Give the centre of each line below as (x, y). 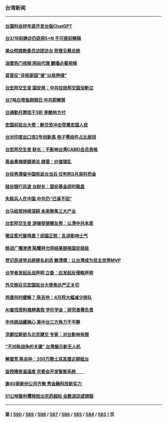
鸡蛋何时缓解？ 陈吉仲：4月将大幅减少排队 (48, 297)
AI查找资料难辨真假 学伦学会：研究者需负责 (49, 309)
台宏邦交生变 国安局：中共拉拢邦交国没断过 (49, 88)
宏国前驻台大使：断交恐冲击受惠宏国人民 (46, 125)
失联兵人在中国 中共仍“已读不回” (39, 199)
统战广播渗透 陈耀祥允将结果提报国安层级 (47, 248)
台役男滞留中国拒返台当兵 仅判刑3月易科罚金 (51, 174)
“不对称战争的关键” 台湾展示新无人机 (43, 347)
